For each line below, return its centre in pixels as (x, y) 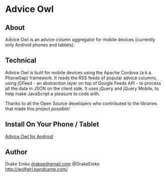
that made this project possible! (37, 109)
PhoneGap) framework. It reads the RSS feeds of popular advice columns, (81, 78)
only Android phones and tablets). (40, 45)
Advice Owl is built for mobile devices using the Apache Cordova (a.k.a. (79, 72)
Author (16, 152)
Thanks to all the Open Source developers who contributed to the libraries (81, 103)
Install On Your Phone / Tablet (52, 124)
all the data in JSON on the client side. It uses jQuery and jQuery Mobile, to (82, 88)
